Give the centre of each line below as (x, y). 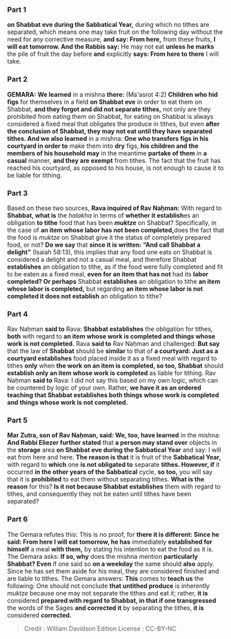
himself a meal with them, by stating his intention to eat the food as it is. (110, 549)
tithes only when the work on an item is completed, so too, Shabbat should (115, 366)
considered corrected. (40, 615)
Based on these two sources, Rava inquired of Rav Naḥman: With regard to (114, 208)
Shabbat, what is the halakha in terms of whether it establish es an (103, 215)
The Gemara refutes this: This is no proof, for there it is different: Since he (113, 534)
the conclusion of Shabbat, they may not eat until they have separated (110, 131)
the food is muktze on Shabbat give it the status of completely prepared (109, 237)
